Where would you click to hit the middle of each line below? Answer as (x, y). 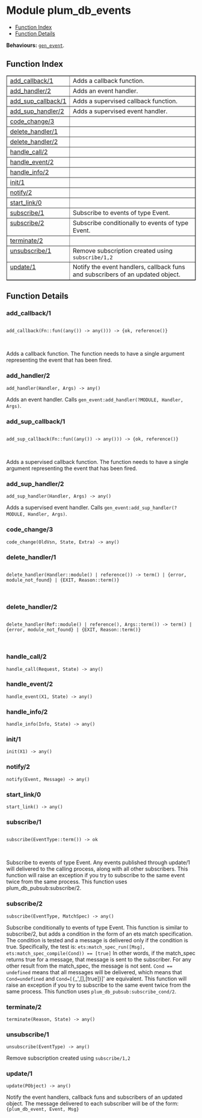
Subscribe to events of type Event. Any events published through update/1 (98, 863)
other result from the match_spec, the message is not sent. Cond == (89, 966)
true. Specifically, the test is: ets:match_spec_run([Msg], (76, 947)
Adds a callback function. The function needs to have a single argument (95, 354)
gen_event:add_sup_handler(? (141, 508)
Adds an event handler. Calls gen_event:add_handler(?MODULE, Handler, (95, 399)
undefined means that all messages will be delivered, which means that (94, 972)
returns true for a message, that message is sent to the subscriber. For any (99, 959)
